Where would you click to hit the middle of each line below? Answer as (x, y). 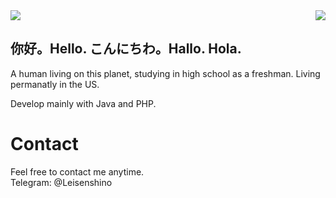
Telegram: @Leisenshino (61, 182)
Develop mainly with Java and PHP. (83, 103)
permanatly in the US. (55, 84)
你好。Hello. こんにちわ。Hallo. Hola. (126, 49)
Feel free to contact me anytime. (77, 171)
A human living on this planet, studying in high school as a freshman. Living (165, 73)
